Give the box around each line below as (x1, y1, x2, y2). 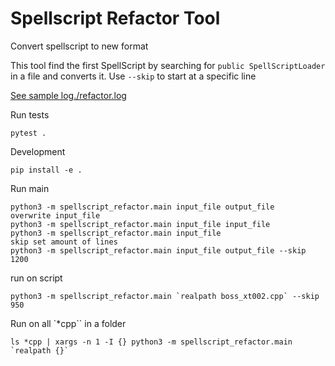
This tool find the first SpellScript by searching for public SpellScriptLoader (10, 59, 326, 71)
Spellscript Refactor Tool (10, 7, 221, 30)
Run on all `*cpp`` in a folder (10, 317, 127, 329)
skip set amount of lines (10, 237, 118, 247)
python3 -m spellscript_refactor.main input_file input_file (10, 219, 271, 229)
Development (10, 145, 66, 157)
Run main (10, 182, 50, 194)
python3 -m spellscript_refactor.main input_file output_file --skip (10, 245, 307, 256)
